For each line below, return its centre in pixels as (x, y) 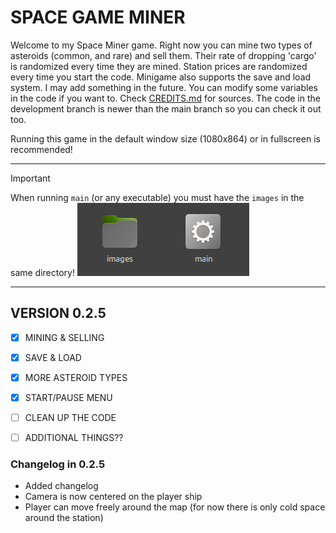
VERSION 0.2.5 (58, 313)
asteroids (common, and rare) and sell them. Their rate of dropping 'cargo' (163, 55)
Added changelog (61, 486)
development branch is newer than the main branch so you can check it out (166, 108)
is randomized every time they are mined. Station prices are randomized (159, 66)
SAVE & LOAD (53, 357)
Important (30, 178)
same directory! (42, 272)
